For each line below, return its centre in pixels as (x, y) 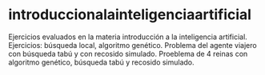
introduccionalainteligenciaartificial (130, 15)
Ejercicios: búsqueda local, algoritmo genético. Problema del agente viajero (133, 45)
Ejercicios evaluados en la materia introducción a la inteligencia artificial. (128, 37)
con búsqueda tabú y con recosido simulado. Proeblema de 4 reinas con (128, 53)
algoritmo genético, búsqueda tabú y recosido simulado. (101, 62)
